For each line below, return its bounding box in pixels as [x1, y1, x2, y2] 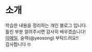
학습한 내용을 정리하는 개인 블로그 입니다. [5, 22, 87, 28]
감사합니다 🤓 [5, 41, 31, 47]
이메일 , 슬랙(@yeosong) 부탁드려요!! [5, 35, 79, 41]
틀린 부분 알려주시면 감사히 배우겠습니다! [5, 28, 86, 34]
